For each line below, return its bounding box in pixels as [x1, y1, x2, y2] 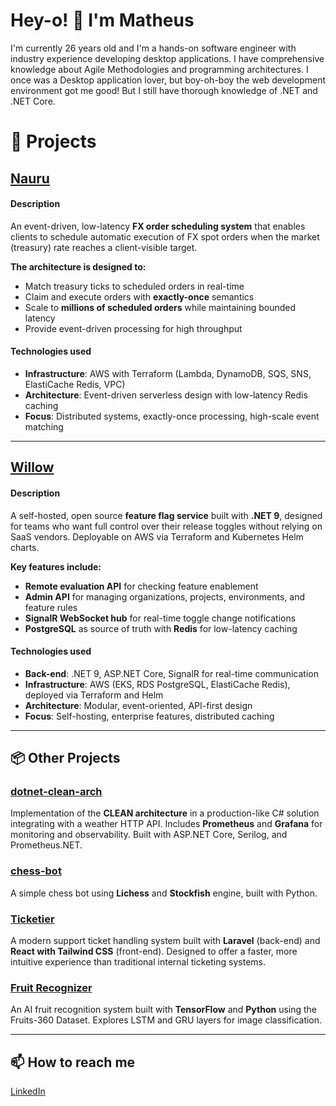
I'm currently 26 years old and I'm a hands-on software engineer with [10, 42, 297, 54]
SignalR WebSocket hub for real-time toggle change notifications [24, 612, 297, 624]
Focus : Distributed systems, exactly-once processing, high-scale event [24, 410, 320, 422]
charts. [10, 541, 40, 553]
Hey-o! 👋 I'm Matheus [10, 9, 195, 32]
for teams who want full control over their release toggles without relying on [10, 520, 323, 532]
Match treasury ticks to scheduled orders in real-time [24, 280, 245, 292]
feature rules [24, 601, 78, 613]
